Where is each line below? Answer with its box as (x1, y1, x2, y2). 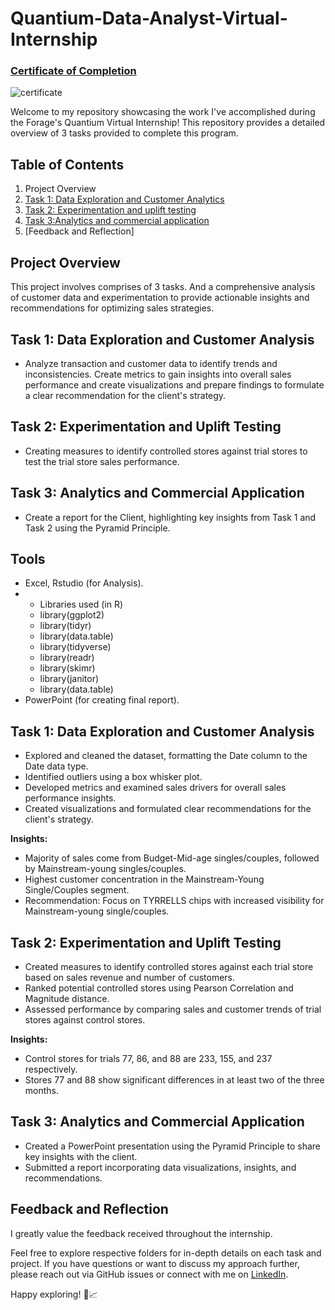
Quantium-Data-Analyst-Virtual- (10, 7, 288, 30)
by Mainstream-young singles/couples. (24, 863, 187, 875)
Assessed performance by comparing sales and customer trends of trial (24, 1003, 322, 1015)
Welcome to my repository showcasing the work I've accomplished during (10, 106, 316, 118)
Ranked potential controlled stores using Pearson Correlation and (24, 982, 294, 994)
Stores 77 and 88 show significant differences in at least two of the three (24, 1073, 325, 1086)
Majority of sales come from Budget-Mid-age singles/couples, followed (24, 852, 320, 864)
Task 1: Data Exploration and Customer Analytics (24, 193, 225, 206)
